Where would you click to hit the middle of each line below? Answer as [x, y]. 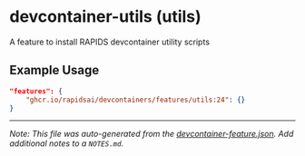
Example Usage [54, 70]
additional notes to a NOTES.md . [67, 143]
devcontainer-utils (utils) [105, 17]
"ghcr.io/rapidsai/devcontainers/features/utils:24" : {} [136, 100]
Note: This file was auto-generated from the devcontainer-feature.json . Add [152, 134]
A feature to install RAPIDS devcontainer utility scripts [110, 42]
